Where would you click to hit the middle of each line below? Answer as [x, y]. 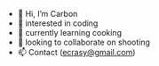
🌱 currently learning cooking [70, 33]
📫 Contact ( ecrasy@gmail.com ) [76, 52]
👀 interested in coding [58, 23]
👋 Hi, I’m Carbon [48, 14]
